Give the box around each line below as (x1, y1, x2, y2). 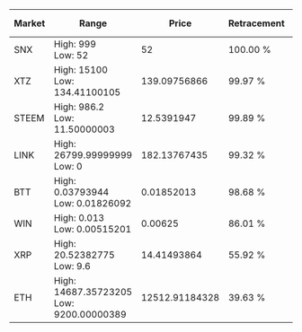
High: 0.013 (53, 212, 105, 223)
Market (13, 17, 46, 30)
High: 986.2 (53, 100, 105, 113)
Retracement (227, 17, 285, 30)
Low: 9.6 (53, 260, 92, 272)
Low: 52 (53, 49, 89, 61)
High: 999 (53, 38, 97, 50)
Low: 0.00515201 (53, 223, 132, 235)
